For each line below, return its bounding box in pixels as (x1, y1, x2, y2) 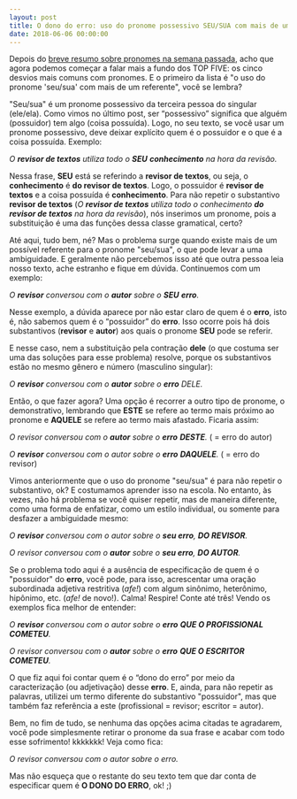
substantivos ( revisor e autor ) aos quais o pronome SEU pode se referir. (9, 326, 273, 336)
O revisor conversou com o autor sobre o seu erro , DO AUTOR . (9, 548, 241, 558)
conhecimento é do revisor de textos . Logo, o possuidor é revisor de (9, 181, 264, 191)
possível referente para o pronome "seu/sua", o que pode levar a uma (9, 244, 263, 255)
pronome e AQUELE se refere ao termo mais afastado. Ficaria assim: (9, 415, 259, 426)
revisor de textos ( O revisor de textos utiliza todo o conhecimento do (9, 199, 264, 210)
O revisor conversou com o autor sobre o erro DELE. (9, 379, 203, 389)
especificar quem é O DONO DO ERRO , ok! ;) (9, 780, 172, 791)
